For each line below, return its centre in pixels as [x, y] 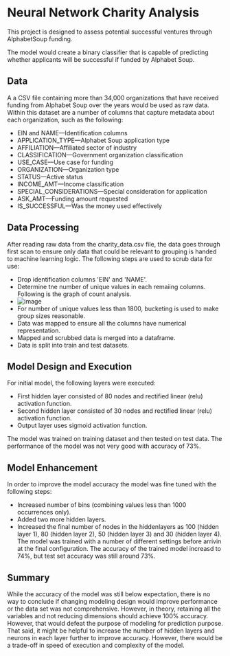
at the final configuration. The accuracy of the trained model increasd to [119, 549]
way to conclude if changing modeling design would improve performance [112, 601]
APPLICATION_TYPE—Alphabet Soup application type [93, 140]
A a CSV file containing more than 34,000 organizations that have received [113, 98]
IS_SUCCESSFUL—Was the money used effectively [90, 206]
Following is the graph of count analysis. [74, 294]
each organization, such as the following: [65, 120]
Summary [28, 577]
